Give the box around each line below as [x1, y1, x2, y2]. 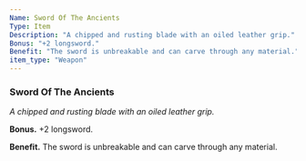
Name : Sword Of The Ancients [9, 13, 120, 23]
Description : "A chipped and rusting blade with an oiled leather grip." [9, 30, 296, 39]
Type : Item [9, 22, 51, 31]
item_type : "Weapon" [9, 55, 88, 65]
